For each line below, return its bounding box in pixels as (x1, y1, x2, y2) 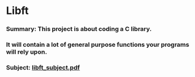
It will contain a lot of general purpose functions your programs (6, 41, 189, 49)
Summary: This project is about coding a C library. (6, 25, 152, 33)
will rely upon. (6, 48, 47, 56)
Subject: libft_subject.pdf (6, 63, 80, 71)
